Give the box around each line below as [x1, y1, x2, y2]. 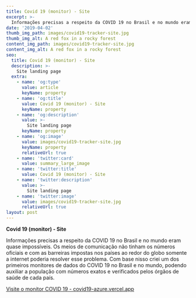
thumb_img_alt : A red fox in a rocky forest [6, 36, 116, 41]
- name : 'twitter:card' [16, 155, 75, 161]
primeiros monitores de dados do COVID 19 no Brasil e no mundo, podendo [6, 262, 187, 269]
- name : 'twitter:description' [16, 177, 93, 183]
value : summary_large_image [21, 161, 90, 167]
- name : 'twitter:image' [16, 193, 77, 199]
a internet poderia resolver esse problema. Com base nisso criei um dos [6, 255, 180, 262]
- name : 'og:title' [16, 95, 64, 101]
